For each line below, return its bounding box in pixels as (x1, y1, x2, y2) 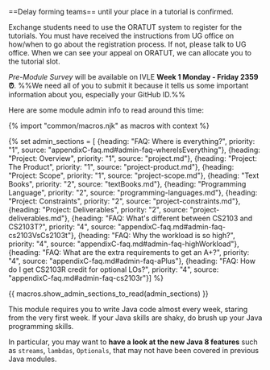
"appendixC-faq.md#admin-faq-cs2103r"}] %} (8, 273, 164, 282)
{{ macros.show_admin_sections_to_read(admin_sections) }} (8, 289, 210, 298)
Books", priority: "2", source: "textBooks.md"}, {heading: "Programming (8, 179, 247, 188)
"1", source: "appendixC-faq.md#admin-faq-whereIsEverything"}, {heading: (8, 145, 260, 154)
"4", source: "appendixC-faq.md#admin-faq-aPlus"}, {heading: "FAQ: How (8, 257, 256, 265)
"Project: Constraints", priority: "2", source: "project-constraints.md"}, (8, 196, 241, 206)
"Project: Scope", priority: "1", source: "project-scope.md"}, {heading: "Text (8, 171, 260, 180)
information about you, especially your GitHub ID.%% (8, 90, 185, 99)
